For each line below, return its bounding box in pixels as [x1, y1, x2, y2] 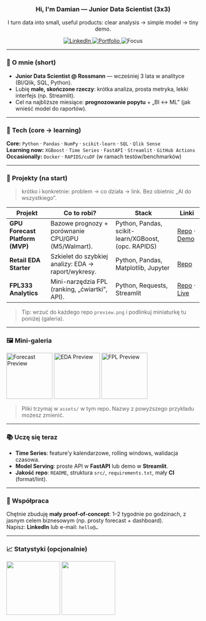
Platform [9, 235, 36, 243]
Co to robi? [63, 209, 97, 218]
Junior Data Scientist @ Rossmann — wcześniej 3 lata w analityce [15, 72, 185, 80]
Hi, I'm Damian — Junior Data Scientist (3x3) [36, 5, 170, 13]
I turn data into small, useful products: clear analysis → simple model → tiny [7, 19, 199, 26]
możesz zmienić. [21, 411, 64, 419]
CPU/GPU [50, 235, 78, 243]
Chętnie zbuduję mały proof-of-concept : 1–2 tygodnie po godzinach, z [6, 511, 186, 518]
